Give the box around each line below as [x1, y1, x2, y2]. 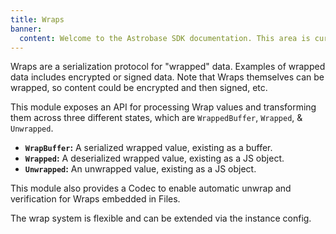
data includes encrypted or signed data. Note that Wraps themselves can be [10, 71, 325, 83]
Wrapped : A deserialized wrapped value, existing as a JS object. [24, 152, 285, 165]
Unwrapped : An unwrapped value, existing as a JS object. [24, 163, 257, 175]
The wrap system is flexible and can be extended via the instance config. [10, 212, 312, 225]
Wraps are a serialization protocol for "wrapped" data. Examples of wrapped [10, 61, 326, 73]
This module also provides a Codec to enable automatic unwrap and [10, 182, 292, 195]
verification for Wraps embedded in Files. [10, 193, 181, 205]
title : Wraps [10, 14, 65, 25]
